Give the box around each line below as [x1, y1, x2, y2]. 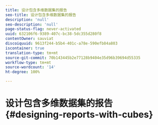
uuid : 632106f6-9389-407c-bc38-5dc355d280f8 [5, 31, 102, 36]
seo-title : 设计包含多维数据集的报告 [5, 12, 77, 17]
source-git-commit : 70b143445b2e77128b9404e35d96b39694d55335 [5, 55, 141, 60]
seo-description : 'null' [5, 22, 58, 27]
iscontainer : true [5, 46, 44, 51]
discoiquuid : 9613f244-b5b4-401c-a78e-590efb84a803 [5, 41, 118, 46]
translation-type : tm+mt [5, 50, 58, 55]
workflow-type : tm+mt [5, 60, 52, 65]
